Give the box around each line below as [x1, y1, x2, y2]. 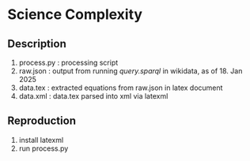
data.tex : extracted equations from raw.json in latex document [18, 83, 223, 92]
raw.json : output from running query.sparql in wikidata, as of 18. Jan [18, 66, 243, 76]
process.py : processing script [18, 58, 119, 67]
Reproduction [7, 114, 77, 128]
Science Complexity [7, 6, 143, 24]
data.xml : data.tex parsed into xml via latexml [18, 92, 169, 100]
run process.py [18, 144, 69, 153]
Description [7, 37, 66, 51]
